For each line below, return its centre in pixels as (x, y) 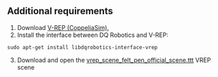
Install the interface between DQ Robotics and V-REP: (93, 35)
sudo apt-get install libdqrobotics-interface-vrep (82, 47)
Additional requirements (60, 11)
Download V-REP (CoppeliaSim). (63, 27)
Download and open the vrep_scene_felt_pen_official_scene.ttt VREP (114, 60)
